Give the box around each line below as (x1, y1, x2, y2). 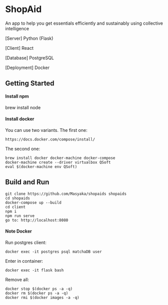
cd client (5, 204, 26, 209)
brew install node (5, 104, 41, 110)
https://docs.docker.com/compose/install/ (5, 137, 95, 142)
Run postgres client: (5, 239, 47, 245)
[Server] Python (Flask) (5, 35, 54, 41)
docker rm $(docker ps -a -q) (5, 290, 69, 295)
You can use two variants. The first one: (5, 127, 88, 133)
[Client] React (5, 45, 34, 51)
